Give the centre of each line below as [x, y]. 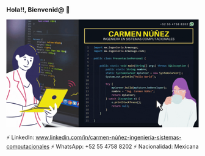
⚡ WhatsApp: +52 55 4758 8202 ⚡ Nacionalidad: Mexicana [125, 146]
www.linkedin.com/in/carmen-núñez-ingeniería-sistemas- [109, 137]
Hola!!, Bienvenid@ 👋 [38, 10]
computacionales [28, 146]
